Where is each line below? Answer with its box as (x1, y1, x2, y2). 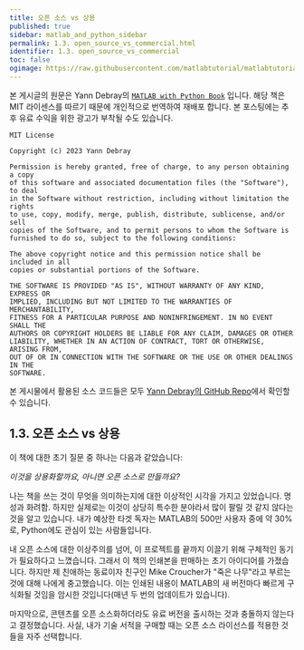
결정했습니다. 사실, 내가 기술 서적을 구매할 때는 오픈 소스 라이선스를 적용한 (18, 619, 280, 630)
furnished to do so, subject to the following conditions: (9, 233, 237, 243)
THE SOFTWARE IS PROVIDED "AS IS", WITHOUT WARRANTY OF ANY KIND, (9, 281, 265, 290)
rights (9, 201, 34, 211)
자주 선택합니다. (25, 631, 82, 642)
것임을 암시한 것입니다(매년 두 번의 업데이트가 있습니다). (33, 588, 231, 599)
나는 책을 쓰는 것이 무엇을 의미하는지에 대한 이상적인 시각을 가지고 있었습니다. (9, 490, 282, 501)
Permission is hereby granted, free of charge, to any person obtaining (9, 162, 290, 171)
